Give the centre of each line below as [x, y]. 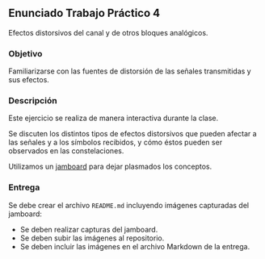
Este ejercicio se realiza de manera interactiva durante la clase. [114, 118]
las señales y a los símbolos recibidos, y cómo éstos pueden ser [116, 142]
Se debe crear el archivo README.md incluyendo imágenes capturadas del [128, 205]
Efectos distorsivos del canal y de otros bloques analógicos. [108, 32]
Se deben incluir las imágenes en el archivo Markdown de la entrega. [135, 246]
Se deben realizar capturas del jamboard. [89, 229]
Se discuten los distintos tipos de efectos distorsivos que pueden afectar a [132, 134]
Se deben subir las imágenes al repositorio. [92, 238]
